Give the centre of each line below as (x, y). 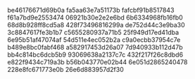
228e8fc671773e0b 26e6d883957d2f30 (66, 70)
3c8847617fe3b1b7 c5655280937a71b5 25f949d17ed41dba (93, 32)
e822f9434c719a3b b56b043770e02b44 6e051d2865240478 (97, 62)
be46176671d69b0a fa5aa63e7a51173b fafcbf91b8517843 (91, 10)
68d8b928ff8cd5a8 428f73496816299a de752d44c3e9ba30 (96, 25)
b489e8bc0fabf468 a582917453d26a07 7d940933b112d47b (95, 47)
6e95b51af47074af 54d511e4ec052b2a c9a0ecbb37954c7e (94, 40)
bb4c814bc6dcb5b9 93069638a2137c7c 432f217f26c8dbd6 (95, 55)
